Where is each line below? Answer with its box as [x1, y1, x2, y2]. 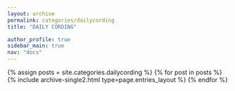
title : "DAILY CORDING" [7, 23, 77, 30]
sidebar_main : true [7, 43, 65, 50]
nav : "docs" [7, 49, 42, 56]
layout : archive [7, 10, 55, 17]
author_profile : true [7, 36, 71, 43]
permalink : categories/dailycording [7, 17, 115, 24]
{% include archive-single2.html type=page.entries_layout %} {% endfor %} [7, 76, 229, 84]
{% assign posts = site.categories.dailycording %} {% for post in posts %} [7, 68, 223, 76]
